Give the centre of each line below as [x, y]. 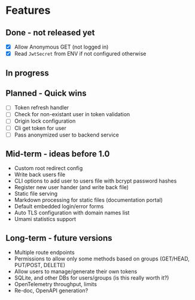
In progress [27, 73]
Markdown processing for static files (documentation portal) [88, 200]
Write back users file [40, 175]
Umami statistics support [45, 219]
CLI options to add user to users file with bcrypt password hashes [95, 181]
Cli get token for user [40, 128]
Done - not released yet [50, 33]
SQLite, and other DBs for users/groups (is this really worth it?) [92, 278]
